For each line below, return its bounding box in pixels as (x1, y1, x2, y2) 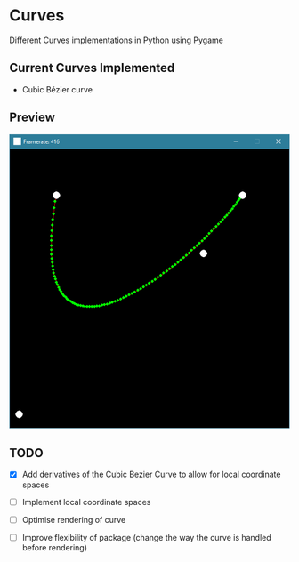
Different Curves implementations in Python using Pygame (9, 35, 224, 45)
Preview (9, 110, 56, 125)
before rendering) (21, 542, 87, 552)
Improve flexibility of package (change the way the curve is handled (21, 532, 271, 542)
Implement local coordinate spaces (21, 496, 151, 507)
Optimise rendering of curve (21, 514, 126, 525)
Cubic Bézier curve (21, 84, 93, 94)
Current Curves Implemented (9, 60, 175, 76)
